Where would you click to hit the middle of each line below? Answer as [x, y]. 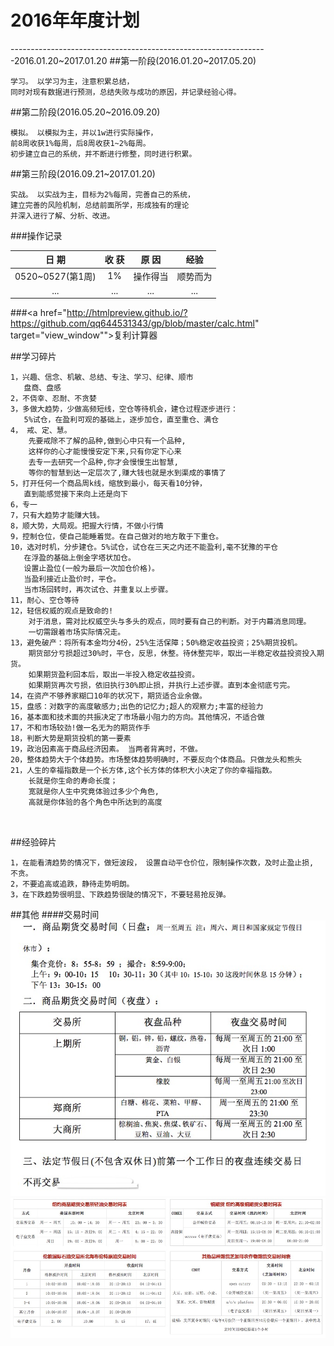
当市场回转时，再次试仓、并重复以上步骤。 [98, 590]
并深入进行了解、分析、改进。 [62, 216]
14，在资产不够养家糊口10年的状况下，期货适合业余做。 [109, 696]
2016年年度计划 [75, 20]
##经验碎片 [33, 842]
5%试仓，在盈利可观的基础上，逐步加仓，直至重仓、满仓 [121, 420]
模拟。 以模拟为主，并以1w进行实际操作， [84, 132]
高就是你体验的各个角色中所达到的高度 [95, 802]
